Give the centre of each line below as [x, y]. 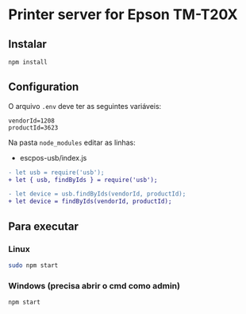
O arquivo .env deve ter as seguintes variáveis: [85, 106]
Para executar [44, 226]
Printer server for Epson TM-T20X [123, 15]
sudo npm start [33, 265]
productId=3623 [33, 128]
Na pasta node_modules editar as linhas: [72, 142]
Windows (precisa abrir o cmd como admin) [94, 285]
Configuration [44, 87]
